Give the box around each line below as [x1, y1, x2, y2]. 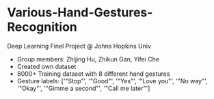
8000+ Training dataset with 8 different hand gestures [16, 70, 170, 78]
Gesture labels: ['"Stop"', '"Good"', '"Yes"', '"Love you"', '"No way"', [16, 76, 208, 85]
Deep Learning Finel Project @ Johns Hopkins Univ [7, 42, 152, 50]
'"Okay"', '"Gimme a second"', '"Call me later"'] [16, 84, 150, 92]
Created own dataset [16, 62, 77, 70]
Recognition [7, 19, 77, 35]
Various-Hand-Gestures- [7, 5, 153, 20]
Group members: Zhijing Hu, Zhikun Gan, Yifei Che [16, 55, 159, 63]
